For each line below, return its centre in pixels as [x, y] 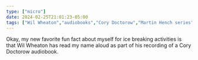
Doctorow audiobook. [32, 52]
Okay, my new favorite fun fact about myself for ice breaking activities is [94, 39]
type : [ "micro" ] [26, 11]
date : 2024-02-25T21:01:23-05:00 [47, 17]
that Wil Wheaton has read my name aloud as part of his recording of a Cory [99, 45]
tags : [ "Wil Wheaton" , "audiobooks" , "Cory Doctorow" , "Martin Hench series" [100, 22]
